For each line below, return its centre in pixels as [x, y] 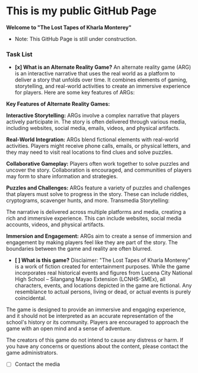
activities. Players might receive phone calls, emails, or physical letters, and [98, 146]
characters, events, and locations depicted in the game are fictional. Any [103, 286]
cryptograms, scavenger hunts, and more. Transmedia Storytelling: [88, 201]
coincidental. [31, 298]
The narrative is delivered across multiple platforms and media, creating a [96, 212]
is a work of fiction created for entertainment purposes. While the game [102, 267]
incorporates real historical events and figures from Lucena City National [103, 273]
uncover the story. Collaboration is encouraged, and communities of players [99, 170]
